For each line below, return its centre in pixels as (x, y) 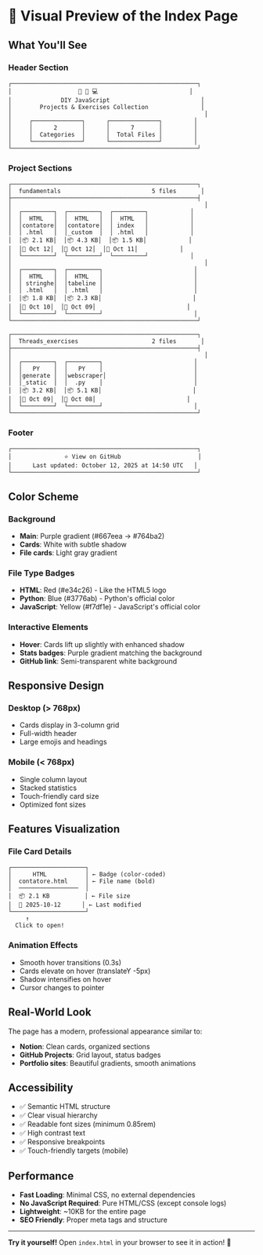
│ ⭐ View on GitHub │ (105, 457)
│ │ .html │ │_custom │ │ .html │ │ (101, 232)
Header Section (38, 68)
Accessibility (41, 1087)
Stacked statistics (48, 788)
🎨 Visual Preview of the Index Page (123, 16)
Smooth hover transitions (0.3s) (70, 962)
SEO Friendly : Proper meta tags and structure (94, 1220)
